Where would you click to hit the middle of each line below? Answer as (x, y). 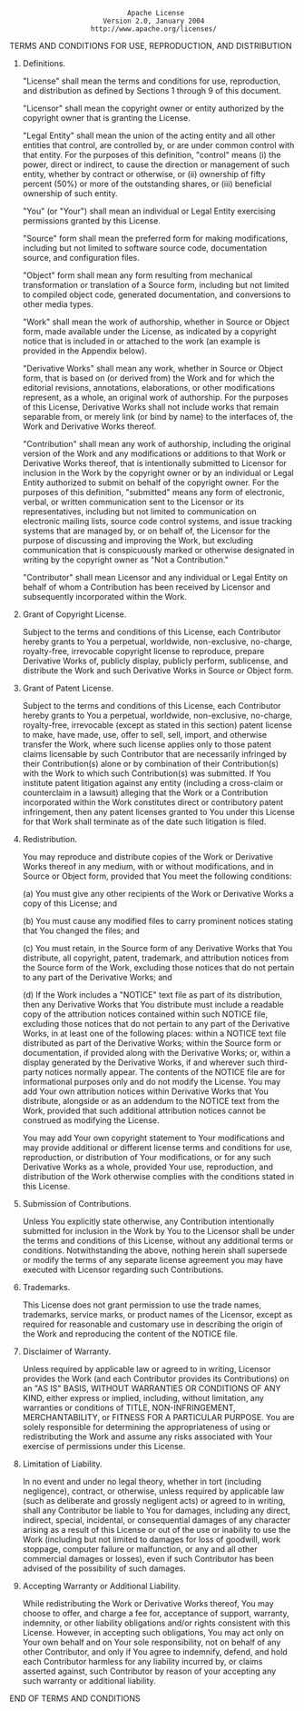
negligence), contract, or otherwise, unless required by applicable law (153, 1491)
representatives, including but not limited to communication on (139, 512)
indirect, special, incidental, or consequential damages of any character (157, 1520)
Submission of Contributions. (77, 1204)
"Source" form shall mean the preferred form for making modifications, (155, 238)
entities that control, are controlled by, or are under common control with (158, 145)
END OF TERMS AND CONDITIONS (75, 1698)
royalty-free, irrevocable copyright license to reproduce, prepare (143, 651)
